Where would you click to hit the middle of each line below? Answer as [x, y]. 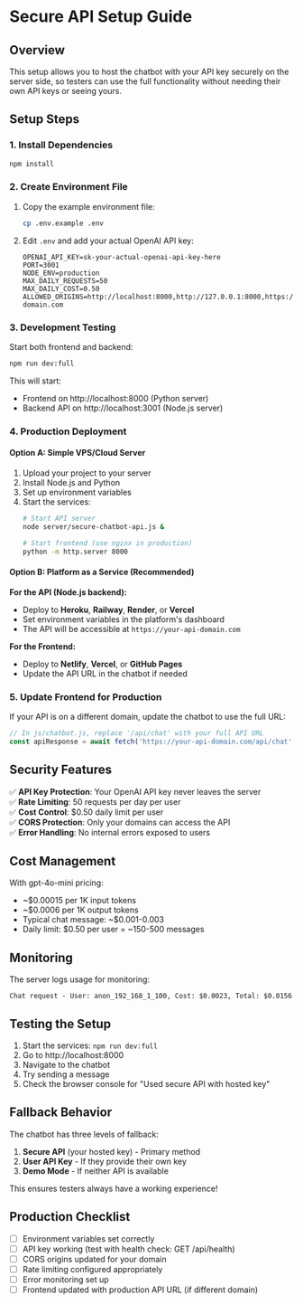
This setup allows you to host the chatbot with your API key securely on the [149, 71]
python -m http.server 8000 [75, 552]
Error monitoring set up [65, 1279]
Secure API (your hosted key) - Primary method [111, 1151]
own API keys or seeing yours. [66, 91]
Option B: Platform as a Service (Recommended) [102, 572]
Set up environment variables [77, 492]
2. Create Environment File [69, 187]
